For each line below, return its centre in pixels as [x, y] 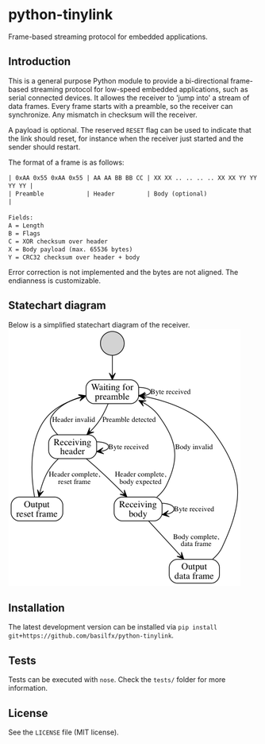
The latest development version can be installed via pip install [113, 627]
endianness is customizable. [55, 281]
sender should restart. [44, 147]
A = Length [26, 225]
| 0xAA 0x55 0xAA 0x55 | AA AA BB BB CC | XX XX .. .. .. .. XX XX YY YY [133, 178]
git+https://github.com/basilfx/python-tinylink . [91, 635]
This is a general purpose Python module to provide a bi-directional [119, 80]
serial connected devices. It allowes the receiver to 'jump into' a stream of [129, 98]
